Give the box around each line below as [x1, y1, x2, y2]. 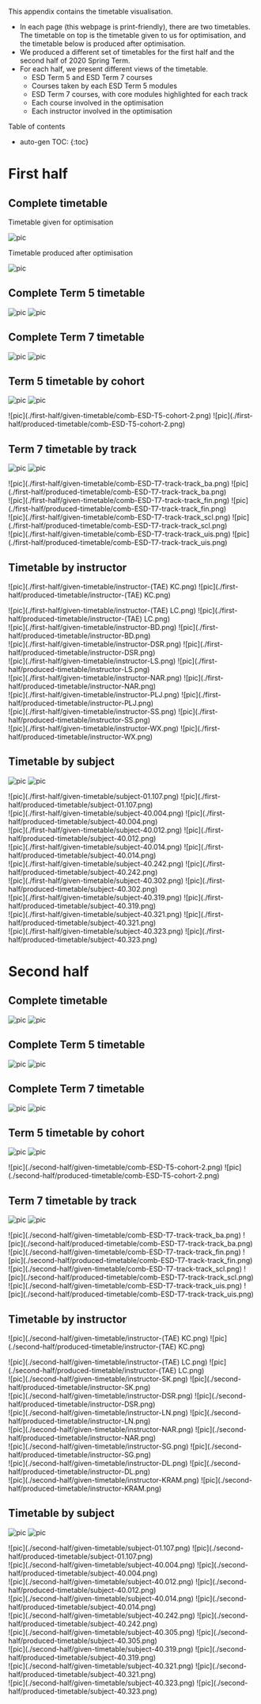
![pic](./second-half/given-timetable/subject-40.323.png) [8, 1678, 195, 1687]
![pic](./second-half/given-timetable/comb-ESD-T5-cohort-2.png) [8, 1162, 223, 1172]
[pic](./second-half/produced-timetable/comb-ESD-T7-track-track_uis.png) [8, 1289, 255, 1299]
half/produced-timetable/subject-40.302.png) [8, 884, 158, 893]
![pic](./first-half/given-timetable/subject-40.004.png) [8, 808, 184, 818]
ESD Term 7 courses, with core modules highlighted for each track [31, 90, 248, 98]
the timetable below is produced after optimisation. [19, 39, 186, 48]
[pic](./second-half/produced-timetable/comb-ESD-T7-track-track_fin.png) [8, 1256, 253, 1265]
